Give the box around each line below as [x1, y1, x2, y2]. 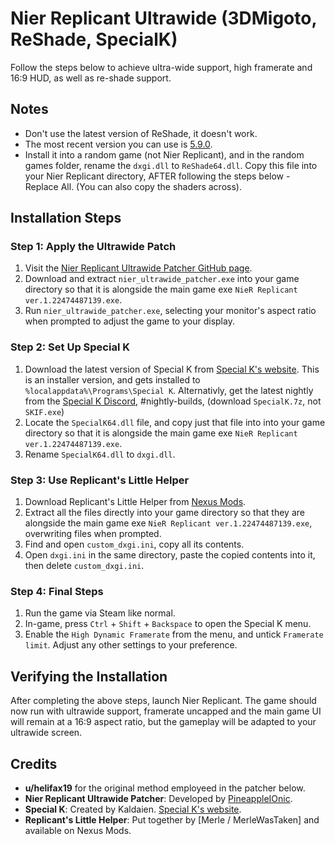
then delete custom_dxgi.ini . [24, 560, 145, 572]
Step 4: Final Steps [10, 584, 104, 598]
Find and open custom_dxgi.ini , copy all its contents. [24, 538, 245, 551]
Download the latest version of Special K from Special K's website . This [24, 363, 320, 375]
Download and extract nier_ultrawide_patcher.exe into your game [24, 273, 300, 285]
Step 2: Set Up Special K [10, 340, 131, 354]
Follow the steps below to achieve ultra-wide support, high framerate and [10, 61, 313, 73]
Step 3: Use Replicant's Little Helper [10, 473, 190, 487]
